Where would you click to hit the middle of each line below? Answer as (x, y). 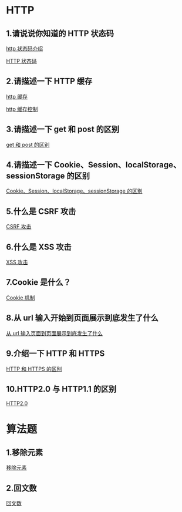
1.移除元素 (25, 452)
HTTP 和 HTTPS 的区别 (34, 369)
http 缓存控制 (22, 109)
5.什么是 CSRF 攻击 (41, 211)
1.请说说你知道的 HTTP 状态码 (60, 33)
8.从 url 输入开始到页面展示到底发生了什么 (82, 318)
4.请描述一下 (29, 165)
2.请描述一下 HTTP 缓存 (49, 81)
